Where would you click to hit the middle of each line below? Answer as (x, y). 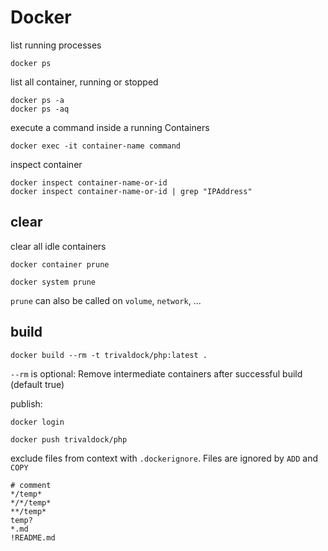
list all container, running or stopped (84, 82)
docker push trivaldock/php (69, 439)
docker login (37, 422)
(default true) (37, 384)
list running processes (56, 45)
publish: (26, 403)
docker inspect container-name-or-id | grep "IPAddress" (131, 191)
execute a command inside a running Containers (110, 127)
